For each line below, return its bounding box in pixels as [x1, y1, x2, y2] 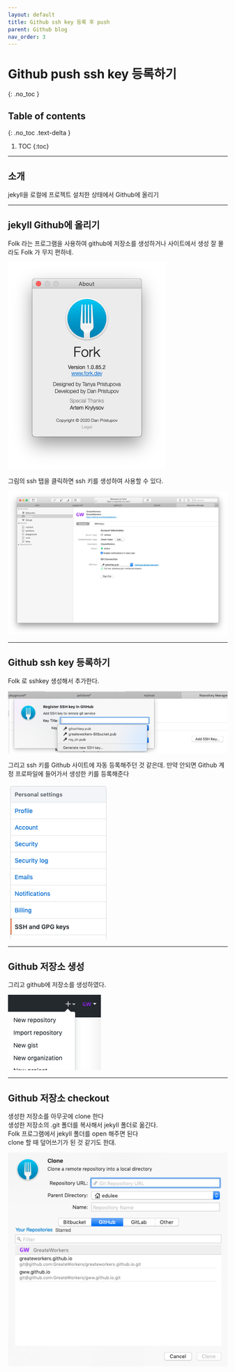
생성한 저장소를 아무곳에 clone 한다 [8, 1112, 104, 1120]
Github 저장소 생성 [8, 961, 85, 973]
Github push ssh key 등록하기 [8, 66, 177, 82]
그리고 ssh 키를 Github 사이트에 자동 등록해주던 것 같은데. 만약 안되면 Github [8, 761, 218, 769]
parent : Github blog [8, 26, 68, 33]
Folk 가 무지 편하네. [20, 247, 74, 256]
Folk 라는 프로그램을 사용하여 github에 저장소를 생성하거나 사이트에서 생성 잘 [8, 239, 217, 247]
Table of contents [8, 110, 86, 122]
